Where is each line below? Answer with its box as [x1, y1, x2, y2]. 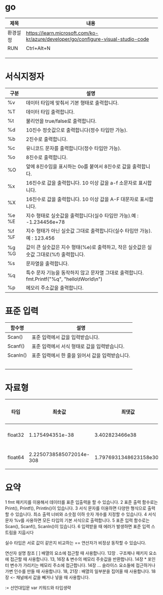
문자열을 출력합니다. [26, 260, 69, 267]
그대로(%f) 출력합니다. [36, 251, 85, 258]
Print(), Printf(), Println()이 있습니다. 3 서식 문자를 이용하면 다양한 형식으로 [5, 505, 147, 511]
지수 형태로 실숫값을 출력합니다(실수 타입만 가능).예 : [26, 212, 139, 219]
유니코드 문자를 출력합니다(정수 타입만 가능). [26, 145, 121, 151]
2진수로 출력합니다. [26, 135, 68, 142]
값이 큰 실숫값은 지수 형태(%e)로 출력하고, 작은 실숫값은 [26, 244, 147, 250]
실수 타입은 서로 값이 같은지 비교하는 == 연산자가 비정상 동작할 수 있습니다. [5, 540, 147, 545]
